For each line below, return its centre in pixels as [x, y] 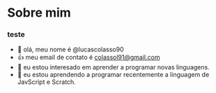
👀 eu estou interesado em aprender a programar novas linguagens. [114, 67]
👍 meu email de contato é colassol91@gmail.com [88, 58]
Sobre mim [39, 13]
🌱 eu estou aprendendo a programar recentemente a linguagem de [113, 75]
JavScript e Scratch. [47, 82]
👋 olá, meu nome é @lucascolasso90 [70, 49]
